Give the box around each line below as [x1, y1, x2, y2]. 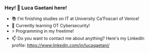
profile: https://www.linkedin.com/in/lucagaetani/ [11, 42, 110, 48]
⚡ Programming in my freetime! [11, 28, 74, 34]
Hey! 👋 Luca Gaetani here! [4, 4, 67, 11]
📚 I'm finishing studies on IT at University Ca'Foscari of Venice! [11, 16, 139, 21]
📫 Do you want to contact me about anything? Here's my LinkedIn [11, 35, 145, 41]
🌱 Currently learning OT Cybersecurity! [11, 23, 90, 29]
